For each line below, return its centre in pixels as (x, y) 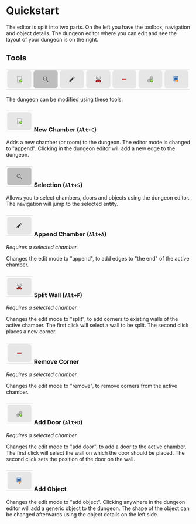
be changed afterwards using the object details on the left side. (82, 514)
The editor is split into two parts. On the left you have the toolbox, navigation (98, 27)
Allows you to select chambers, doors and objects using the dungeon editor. (98, 198)
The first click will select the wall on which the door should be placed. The (96, 452)
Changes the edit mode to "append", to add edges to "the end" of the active (98, 258)
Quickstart (33, 11)
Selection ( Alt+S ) (58, 185)
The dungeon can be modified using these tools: (65, 99)
